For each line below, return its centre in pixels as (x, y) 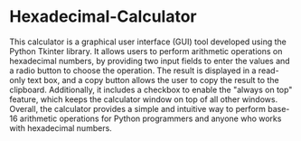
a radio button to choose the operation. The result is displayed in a (133, 70)
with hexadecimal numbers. (61, 127)
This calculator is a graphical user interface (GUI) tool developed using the (148, 42)
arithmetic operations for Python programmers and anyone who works (150, 118)
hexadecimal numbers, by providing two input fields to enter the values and (150, 61)
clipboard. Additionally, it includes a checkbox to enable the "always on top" (151, 89)
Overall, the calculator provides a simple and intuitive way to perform (138, 108)
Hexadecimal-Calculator (103, 17)
